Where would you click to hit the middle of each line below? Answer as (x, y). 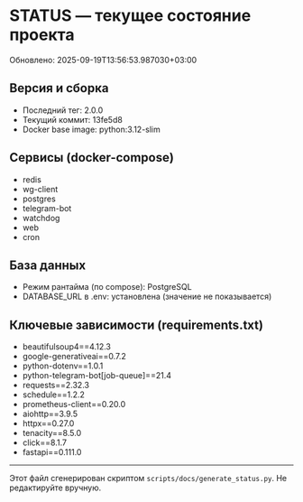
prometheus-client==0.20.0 (74, 404)
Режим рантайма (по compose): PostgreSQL (107, 287)
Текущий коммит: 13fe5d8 (73, 119)
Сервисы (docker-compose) (92, 158)
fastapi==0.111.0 (52, 452)
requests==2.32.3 (56, 386)
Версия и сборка (59, 88)
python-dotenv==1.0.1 (63, 366)
